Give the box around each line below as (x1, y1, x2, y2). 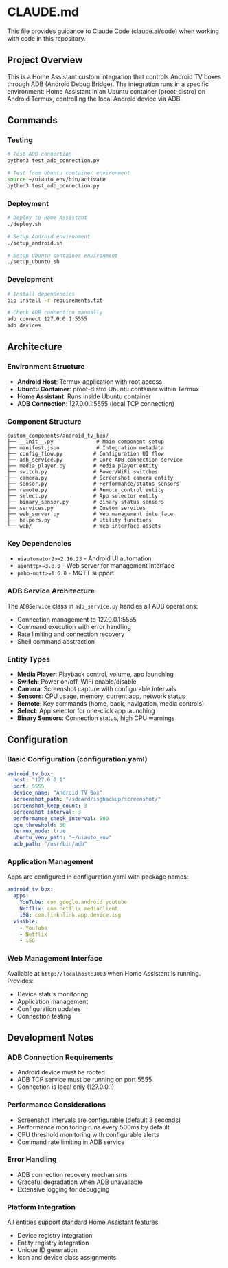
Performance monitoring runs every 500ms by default (16, 1123, 170, 1131)
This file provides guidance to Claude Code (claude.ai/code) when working (7, 27, 220, 35)
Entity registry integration (16, 1238, 89, 1247)
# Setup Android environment (7, 233, 91, 240)
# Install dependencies (7, 290, 76, 297)
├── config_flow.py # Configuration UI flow (7, 451, 165, 458)
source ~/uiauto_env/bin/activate (7, 176, 106, 183)
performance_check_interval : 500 (13, 815, 109, 822)
